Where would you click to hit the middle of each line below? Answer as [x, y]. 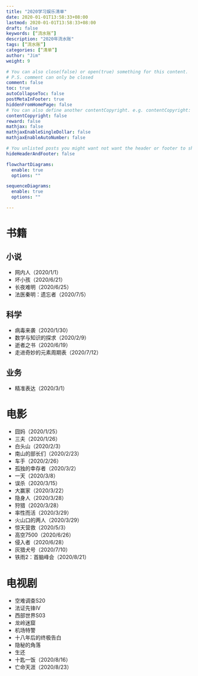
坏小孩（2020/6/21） [40, 279]
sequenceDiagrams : [29, 186]
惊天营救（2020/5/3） [42, 528]
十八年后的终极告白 [38, 638]
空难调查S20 [30, 601]
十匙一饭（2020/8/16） [43, 660]
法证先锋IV [28, 608]
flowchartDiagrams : [30, 164]
